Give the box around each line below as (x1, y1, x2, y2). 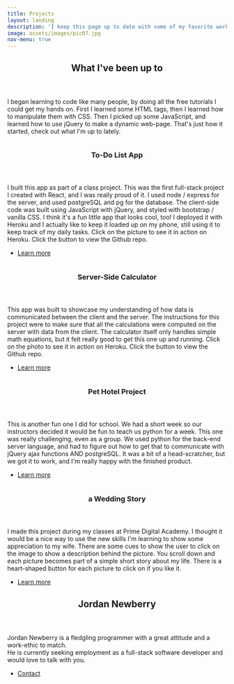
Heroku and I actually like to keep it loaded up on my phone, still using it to (7, 220, 221, 229)
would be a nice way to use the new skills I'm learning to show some (7, 535, 204, 543)
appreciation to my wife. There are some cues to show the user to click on (7, 542, 220, 551)
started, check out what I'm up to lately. (7, 127, 121, 135)
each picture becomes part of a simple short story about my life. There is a (7, 557, 222, 565)
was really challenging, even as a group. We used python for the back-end (7, 435, 221, 443)
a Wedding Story (88, 494, 146, 504)
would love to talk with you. (7, 655, 86, 664)
